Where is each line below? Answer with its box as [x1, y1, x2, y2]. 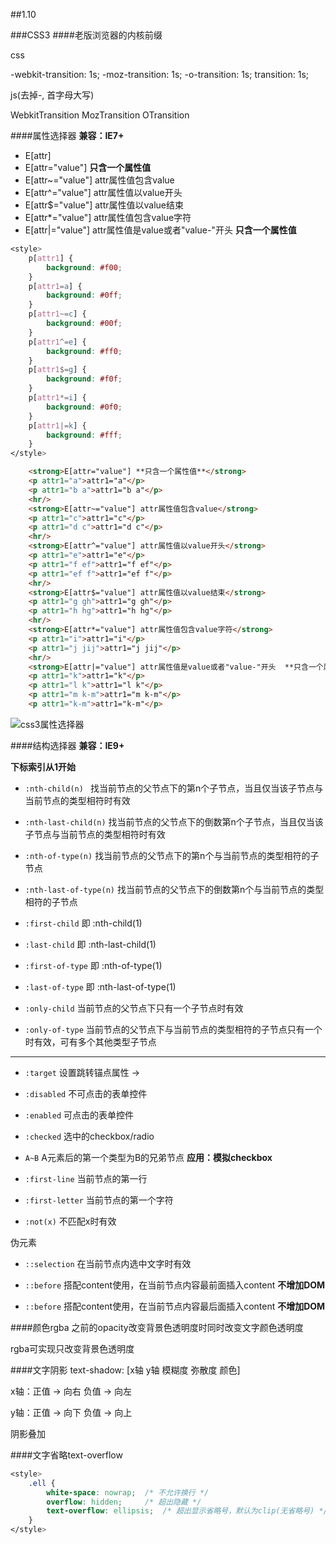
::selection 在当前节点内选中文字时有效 [24, 1257, 192, 1269]
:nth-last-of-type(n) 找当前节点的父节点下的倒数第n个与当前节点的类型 [24, 883, 325, 895]
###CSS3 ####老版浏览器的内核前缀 [10, 29, 163, 41]
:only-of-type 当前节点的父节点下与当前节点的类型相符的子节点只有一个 [24, 1023, 323, 1035]
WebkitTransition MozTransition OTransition [10, 109, 190, 121]
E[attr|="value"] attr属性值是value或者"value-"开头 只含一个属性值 [24, 224, 297, 236]
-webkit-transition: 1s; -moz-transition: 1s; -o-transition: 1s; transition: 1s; [10, 69, 310, 80]
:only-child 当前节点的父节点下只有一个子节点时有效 [24, 1002, 244, 1014]
